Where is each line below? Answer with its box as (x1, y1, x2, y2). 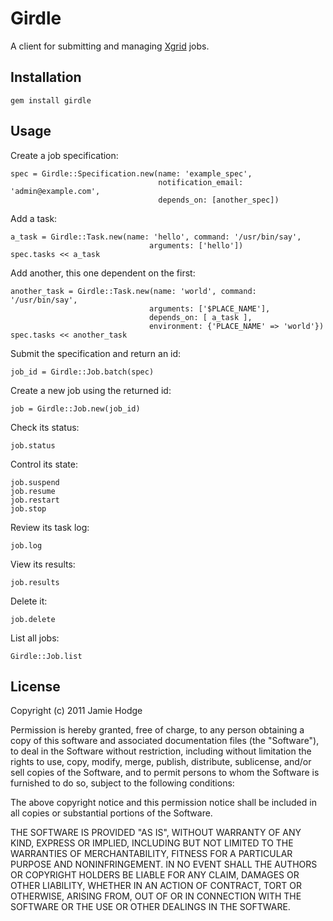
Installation (10, 69, 82, 86)
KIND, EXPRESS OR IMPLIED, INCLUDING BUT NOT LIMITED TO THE (10, 837, 294, 849)
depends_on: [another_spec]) (158, 195, 280, 205)
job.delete (10, 614, 56, 624)
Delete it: (10, 595, 48, 607)
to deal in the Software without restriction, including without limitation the (10, 745, 312, 757)
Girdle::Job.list (10, 651, 83, 661)
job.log (10, 540, 43, 551)
